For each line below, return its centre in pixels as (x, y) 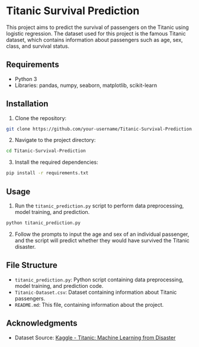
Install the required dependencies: (57, 162)
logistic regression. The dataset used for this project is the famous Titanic (96, 33)
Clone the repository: (41, 118)
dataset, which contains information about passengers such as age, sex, (94, 40)
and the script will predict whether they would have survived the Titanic (102, 240)
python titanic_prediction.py (44, 223)
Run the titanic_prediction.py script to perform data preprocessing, (99, 206)
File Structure (32, 265)
